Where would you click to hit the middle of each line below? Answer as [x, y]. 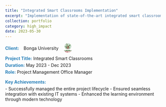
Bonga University [41, 48]
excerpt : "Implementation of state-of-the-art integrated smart [73, 16]
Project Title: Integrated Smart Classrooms [49, 58]
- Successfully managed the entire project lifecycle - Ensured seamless [78, 89]
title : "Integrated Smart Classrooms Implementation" [62, 10]
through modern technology [34, 100]
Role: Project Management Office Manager [49, 72]
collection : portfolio [28, 21]
